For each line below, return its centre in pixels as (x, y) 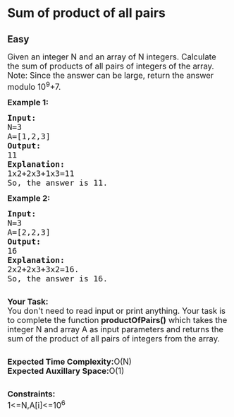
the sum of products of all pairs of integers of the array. (111, 66)
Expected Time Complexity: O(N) (70, 362)
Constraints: (31, 394)
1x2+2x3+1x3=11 (41, 173)
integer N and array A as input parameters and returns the (116, 329)
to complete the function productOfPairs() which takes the (117, 320)
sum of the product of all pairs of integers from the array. (113, 339)
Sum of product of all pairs (86, 13)
